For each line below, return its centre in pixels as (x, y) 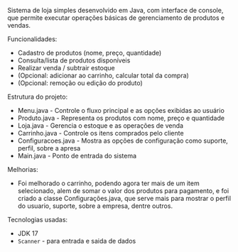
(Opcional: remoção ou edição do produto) (80, 83)
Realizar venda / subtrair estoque (66, 68)
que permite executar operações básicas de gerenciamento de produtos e (116, 18)
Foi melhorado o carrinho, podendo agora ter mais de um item (109, 183)
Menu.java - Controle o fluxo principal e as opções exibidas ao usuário (121, 110)
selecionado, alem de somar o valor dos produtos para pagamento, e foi (123, 191)
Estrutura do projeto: (38, 97)
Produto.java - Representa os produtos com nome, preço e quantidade (121, 118)
